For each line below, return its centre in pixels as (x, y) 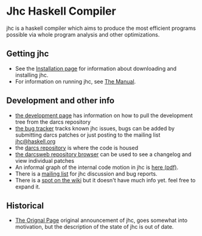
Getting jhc (28, 54)
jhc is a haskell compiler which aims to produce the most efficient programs (101, 28)
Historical (25, 206)
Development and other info (60, 101)
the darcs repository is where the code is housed (77, 148)
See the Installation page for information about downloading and (96, 68)
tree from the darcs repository (53, 122)
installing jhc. (32, 75)
